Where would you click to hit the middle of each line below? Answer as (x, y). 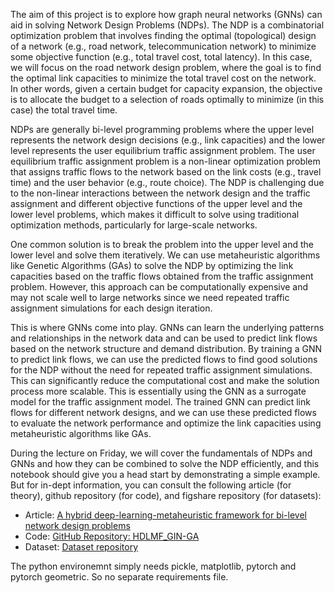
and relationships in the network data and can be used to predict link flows (164, 338)
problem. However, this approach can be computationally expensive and (159, 287)
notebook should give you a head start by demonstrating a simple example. (165, 474)
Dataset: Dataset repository (81, 547)
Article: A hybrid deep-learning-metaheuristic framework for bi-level (165, 515)
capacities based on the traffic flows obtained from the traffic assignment (162, 276)
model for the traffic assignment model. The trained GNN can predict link (160, 402)
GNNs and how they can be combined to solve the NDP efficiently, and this (165, 463)
